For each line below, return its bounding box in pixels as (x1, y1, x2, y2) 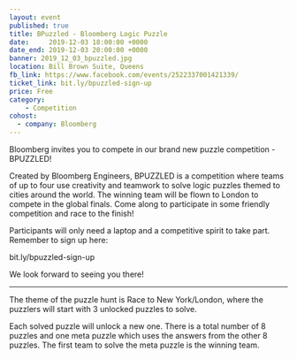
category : (9, 95, 46, 104)
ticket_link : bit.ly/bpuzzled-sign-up (9, 79, 152, 88)
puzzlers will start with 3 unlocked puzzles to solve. (9, 304, 197, 314)
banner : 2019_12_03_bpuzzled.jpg (9, 54, 133, 63)
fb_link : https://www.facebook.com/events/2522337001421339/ (9, 71, 240, 80)
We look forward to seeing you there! (9, 269, 144, 279)
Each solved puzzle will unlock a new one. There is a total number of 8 (9, 321, 267, 332)
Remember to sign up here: (9, 235, 109, 245)
